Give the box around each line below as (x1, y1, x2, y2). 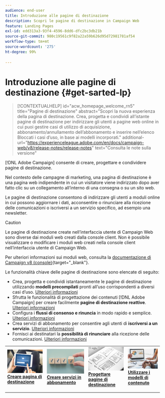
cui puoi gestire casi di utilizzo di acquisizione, (17, 124, 111, 130)
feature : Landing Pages (5, 24, 54, 29)
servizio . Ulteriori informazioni (12, 326, 75, 332)
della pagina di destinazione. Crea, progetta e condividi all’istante (17, 114, 150, 120)
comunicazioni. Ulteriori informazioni (12, 336, 87, 342)
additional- (122, 134, 144, 140)
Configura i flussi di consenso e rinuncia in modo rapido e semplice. (12, 310, 152, 316)
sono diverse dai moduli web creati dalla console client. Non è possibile (5, 234, 150, 241)
